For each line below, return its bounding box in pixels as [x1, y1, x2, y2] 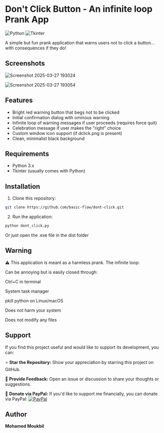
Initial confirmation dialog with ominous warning [12, 114, 109, 120]
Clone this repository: [12, 196, 56, 201]
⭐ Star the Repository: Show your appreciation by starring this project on [5, 359, 154, 365]
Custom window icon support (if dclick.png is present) [12, 130, 123, 136]
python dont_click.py [5, 223, 50, 229]
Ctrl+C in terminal [5, 278, 41, 284]
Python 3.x [12, 163, 34, 168]
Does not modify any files [5, 317, 57, 323]
